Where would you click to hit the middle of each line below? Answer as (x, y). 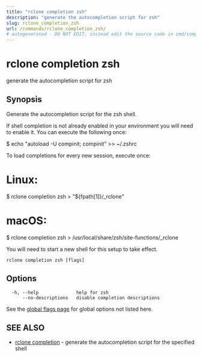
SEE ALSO (26, 328)
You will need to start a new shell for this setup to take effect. (82, 249)
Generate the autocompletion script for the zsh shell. (72, 114)
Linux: (22, 180)
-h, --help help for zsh (60, 293)
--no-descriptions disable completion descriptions (91, 298)
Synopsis (24, 100)
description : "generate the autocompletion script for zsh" (83, 17)
